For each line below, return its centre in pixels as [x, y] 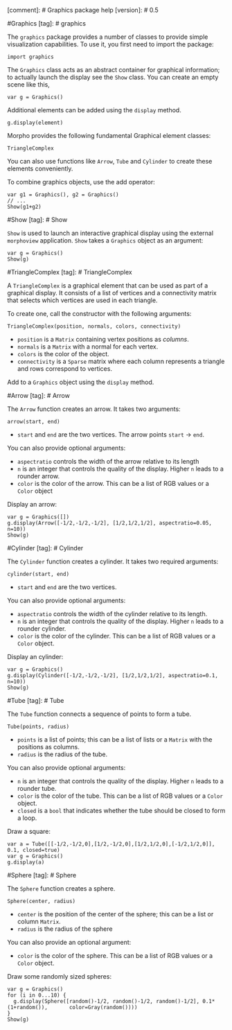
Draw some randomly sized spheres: [60, 976]
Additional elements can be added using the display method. [94, 110]
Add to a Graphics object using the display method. [81, 382]
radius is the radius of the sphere [65, 929]
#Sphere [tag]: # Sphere [42, 875]
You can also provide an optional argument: [69, 942]
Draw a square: [29, 831]
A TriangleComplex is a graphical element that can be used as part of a [108, 286]
